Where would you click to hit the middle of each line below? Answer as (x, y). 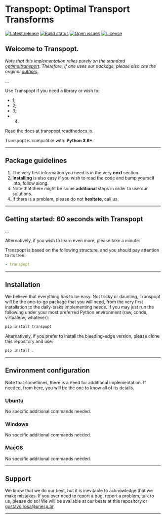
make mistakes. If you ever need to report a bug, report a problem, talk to (80, 496)
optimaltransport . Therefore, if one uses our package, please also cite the (81, 66)
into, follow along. (30, 183)
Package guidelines (36, 161)
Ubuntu (14, 401)
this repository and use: (29, 341)
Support (18, 479)
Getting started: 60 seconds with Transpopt (74, 219)
